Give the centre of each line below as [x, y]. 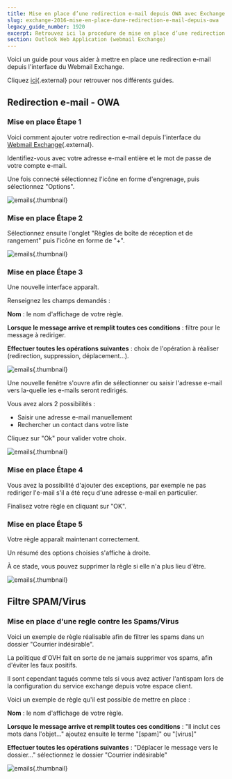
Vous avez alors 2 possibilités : [51, 404]
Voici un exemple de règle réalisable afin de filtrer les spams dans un [106, 637]
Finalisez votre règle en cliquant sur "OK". [67, 506]
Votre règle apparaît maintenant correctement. [74, 539]
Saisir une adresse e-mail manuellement [75, 417]
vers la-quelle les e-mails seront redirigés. [68, 390]
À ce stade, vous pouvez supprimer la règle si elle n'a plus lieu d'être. [107, 566]
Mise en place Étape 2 [45, 218]
